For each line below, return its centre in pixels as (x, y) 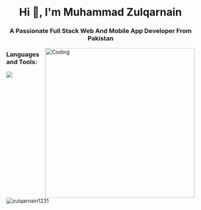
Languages (23, 54)
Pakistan (100, 38)
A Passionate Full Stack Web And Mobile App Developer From (100, 31)
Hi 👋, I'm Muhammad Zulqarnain (100, 12)
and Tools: (22, 62)
